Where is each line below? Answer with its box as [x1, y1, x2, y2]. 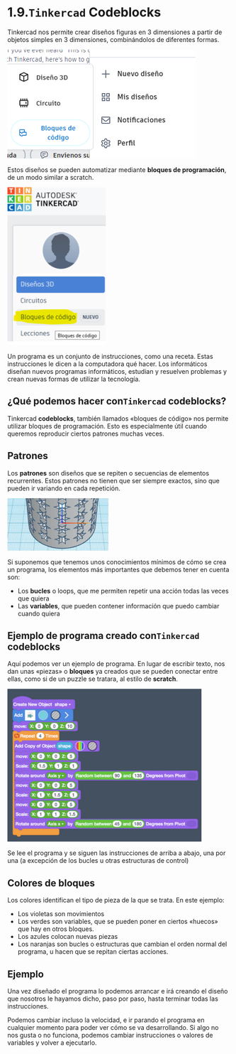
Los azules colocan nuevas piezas [17, 932, 118, 941]
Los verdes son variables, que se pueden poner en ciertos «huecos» [17, 918, 218, 926]
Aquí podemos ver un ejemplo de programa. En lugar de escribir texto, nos [7, 660, 225, 668]
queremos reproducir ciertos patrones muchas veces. [7, 429, 164, 438]
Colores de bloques [7, 877, 96, 889]
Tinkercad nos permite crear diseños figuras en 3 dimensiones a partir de [7, 28, 223, 36]
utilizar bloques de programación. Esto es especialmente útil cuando [7, 421, 208, 430]
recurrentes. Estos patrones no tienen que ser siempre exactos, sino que [7, 476, 220, 485]
